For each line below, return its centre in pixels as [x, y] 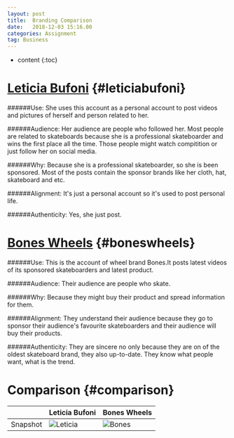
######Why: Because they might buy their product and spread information [116, 297]
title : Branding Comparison [50, 20]
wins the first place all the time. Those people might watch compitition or [112, 144]
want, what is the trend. [41, 362]
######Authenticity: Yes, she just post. [64, 214]
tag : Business [28, 40]
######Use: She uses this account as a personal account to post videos [112, 108]
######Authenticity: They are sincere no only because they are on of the [113, 347]
